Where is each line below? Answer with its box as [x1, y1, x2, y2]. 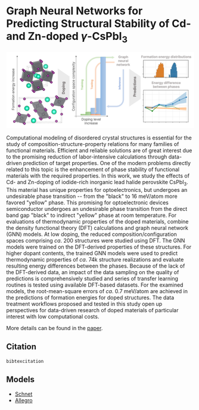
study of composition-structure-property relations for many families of [6, 141, 179, 148]
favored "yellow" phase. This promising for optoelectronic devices [6, 199, 169, 206]
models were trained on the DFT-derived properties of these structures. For [6, 243, 192, 251]
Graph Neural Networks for [6, 4, 143, 18]
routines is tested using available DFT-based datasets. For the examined [6, 281, 184, 288]
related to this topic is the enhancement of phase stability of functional [6, 166, 180, 173]
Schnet [14, 390, 33, 397]
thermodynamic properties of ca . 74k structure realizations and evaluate [6, 256, 184, 263]
